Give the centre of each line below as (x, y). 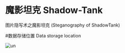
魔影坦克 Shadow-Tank (54, 10)
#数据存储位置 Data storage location (43, 35)
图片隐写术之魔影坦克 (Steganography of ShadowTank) (63, 25)
